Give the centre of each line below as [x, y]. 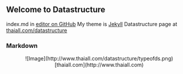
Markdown [22, 46]
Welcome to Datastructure [56, 10]
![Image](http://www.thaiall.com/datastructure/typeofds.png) [99, 59]
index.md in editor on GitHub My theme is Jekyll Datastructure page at [92, 24]
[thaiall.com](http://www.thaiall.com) [99, 65]
